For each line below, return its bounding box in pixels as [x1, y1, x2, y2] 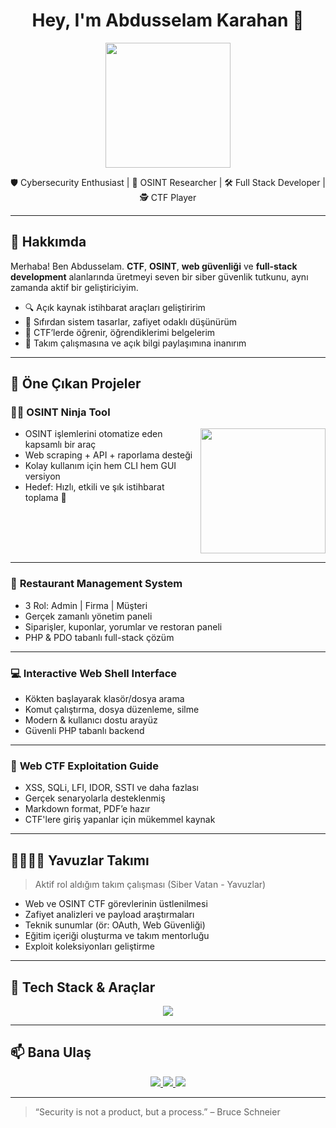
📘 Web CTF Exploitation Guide [10, 759, 159, 773]
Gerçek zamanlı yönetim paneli [24, 610, 153, 622]
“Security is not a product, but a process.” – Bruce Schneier [34, 1105, 281, 1118]
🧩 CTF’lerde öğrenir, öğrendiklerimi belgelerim [24, 326, 216, 338]
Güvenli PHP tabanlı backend [24, 725, 145, 737]
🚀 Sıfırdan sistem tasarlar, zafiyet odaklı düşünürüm [24, 315, 237, 328]
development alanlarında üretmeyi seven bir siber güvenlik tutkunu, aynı [10, 270, 309, 283]
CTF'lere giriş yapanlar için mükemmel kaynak [24, 814, 216, 826]
